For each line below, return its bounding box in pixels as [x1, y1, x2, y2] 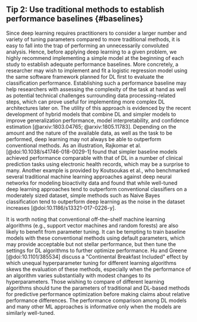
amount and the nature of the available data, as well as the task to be [6, 129, 173, 136]
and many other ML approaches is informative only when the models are [6, 303, 181, 310]
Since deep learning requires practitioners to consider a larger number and [6, 29, 187, 36]
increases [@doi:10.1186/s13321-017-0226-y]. [6, 204, 116, 211]
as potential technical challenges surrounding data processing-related [6, 92, 176, 99]
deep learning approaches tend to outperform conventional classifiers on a [6, 185, 188, 193]
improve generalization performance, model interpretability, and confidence [6, 117, 189, 124]
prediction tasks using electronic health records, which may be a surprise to [6, 160, 190, 167]
